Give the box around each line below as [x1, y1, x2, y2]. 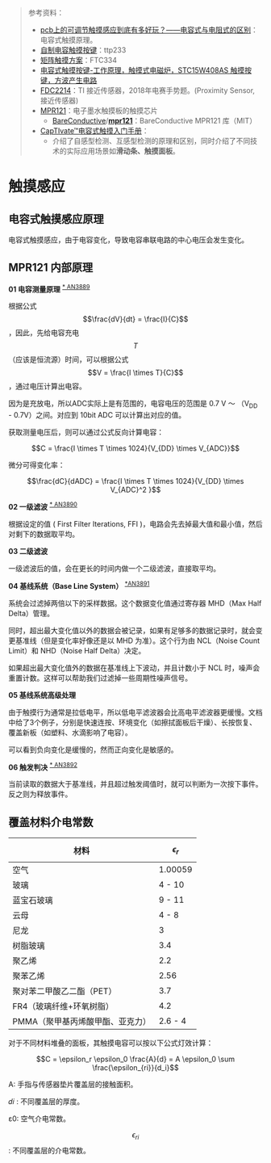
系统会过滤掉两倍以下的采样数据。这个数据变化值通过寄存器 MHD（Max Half [8, 598, 262, 608]
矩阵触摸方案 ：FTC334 [40, 56, 118, 65]
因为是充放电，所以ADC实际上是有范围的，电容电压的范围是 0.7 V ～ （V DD [8, 399, 258, 410]
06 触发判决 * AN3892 [8, 761, 78, 772]
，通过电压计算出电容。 [8, 381, 86, 391]
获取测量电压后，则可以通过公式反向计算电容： [8, 427, 164, 437]
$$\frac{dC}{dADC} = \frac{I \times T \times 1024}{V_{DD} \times [27, 477, 244, 486]
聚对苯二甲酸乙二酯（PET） [12, 985, 117, 997]
